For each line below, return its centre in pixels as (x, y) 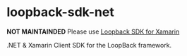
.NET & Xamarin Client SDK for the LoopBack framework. (89, 45)
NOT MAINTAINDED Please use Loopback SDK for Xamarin (93, 31)
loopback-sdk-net (60, 12)
